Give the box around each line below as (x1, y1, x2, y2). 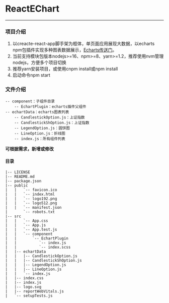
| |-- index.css (5, 275, 44, 280)
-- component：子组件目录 (5, 99, 55, 104)
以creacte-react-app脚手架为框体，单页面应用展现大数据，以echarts (12, 41, 155, 47)
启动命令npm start (12, 72, 50, 78)
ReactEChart (5, 3, 59, 15)
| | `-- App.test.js (5, 227, 57, 232)
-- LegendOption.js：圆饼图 (14, 126, 70, 131)
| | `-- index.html (5, 192, 55, 197)
